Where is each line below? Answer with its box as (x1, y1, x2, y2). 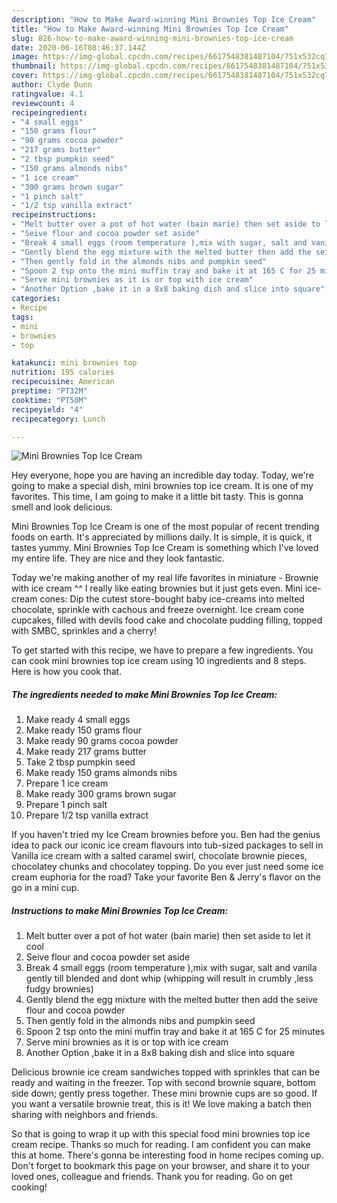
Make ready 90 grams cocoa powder (25, 735, 179, 747)
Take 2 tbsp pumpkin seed (25, 756, 136, 768)
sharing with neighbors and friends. (11, 1109, 159, 1121)
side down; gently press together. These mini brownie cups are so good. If (11, 1087, 318, 1100)
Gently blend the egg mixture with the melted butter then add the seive (25, 994, 319, 1006)
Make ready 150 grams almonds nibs (25, 767, 178, 779)
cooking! (11, 1181, 48, 1193)
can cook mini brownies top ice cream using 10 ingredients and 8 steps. (11, 655, 307, 667)
